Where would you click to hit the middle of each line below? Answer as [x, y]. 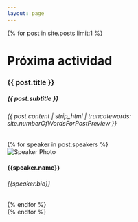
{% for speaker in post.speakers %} [58, 144]
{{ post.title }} [31, 82]
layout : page [26, 13]
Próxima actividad [60, 61]
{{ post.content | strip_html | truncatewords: [69, 116]
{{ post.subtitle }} [33, 99]
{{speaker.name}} [34, 167]
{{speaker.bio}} [29, 184]
